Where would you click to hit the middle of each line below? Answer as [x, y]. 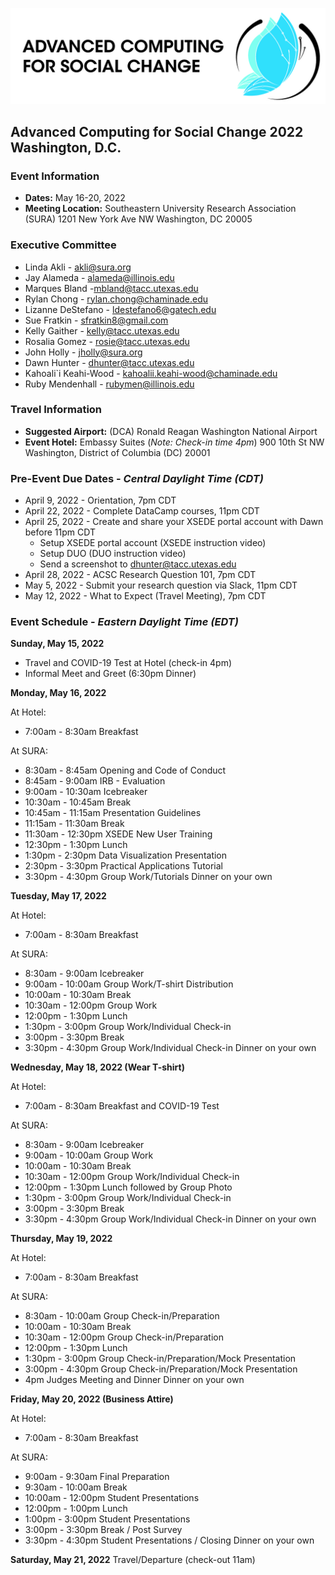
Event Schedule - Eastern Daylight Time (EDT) [124, 622]
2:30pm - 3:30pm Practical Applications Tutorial [124, 866]
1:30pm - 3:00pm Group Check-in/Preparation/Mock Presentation [160, 1359]
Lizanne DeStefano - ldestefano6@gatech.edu [120, 309]
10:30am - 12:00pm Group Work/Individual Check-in [132, 1177]
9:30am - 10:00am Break [76, 1487]
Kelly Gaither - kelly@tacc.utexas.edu [102, 330]
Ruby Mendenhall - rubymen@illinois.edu [109, 384]
